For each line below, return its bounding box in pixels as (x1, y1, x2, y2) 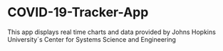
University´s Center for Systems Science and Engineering (7, 35, 177, 43)
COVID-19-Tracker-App (7, 4, 149, 21)
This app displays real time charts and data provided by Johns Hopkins (7, 28, 216, 36)
